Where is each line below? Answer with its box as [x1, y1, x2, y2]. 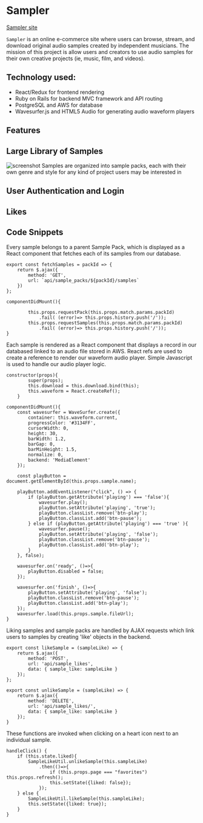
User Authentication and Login [6, 186, 125, 196]
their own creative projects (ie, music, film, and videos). [6, 55, 145, 62]
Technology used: [6, 72, 76, 82]
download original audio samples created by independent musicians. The [6, 42, 189, 49]
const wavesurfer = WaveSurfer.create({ [17, 409, 121, 415]
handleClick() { [6, 748, 47, 754]
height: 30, [28, 430, 59, 436]
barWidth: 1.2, [28, 436, 67, 442]
